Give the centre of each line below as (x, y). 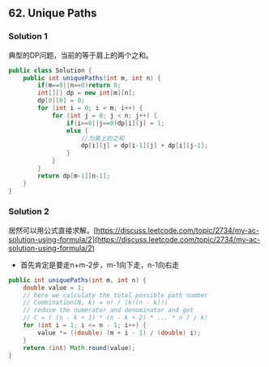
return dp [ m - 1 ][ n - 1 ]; (74, 176)
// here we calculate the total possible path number (115, 295)
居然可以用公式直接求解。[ (53, 230)
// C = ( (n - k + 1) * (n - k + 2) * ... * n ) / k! (115, 318)
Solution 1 (28, 36)
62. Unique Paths (53, 13)
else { (77, 130)
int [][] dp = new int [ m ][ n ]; (87, 93)
